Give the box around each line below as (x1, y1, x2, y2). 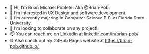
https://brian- (104, 38, 133, 43)
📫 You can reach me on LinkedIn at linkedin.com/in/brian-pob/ (9, 31, 139, 36)
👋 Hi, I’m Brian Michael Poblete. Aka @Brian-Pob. (9, 5, 110, 10)
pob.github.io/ (9, 43, 39, 49)
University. (9, 20, 32, 26)
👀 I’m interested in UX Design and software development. (9, 10, 127, 16)
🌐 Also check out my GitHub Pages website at (9, 38, 104, 43)
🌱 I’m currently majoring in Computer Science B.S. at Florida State (9, 15, 145, 20)
